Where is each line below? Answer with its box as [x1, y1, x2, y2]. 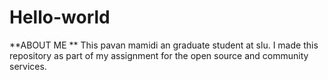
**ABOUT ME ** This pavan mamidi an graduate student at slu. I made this [9, 39, 319, 51]
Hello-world [9, 6, 111, 29]
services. [9, 60, 47, 72]
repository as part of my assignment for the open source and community [9, 49, 309, 61]
